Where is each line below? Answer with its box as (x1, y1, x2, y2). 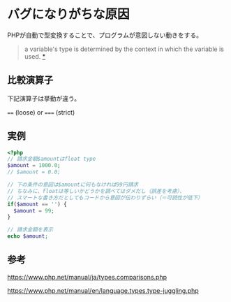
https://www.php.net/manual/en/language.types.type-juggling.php (7, 286, 199, 294)
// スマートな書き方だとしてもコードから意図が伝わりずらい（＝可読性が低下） (7, 194, 204, 201)
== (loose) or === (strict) (7, 108, 75, 116)
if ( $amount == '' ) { (7, 201, 68, 208)
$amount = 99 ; (13, 207, 54, 214)
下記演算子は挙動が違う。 (7, 94, 81, 102)
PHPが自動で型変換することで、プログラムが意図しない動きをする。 (7, 31, 202, 39)
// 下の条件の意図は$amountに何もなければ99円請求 (7, 181, 138, 189)
